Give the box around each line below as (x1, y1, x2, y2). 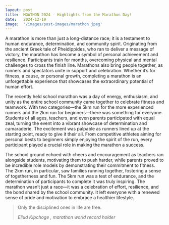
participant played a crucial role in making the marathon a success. (5, 142, 145, 148)
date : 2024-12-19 (5, 17, 46, 22)
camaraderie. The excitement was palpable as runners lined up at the (5, 126, 149, 132)
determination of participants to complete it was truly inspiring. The (5, 178, 145, 185)
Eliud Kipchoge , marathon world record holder (17, 214, 116, 220)
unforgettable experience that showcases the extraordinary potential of (5, 78, 154, 84)
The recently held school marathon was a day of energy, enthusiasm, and (5, 94, 158, 100)
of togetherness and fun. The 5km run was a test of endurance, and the (5, 173, 154, 179)
